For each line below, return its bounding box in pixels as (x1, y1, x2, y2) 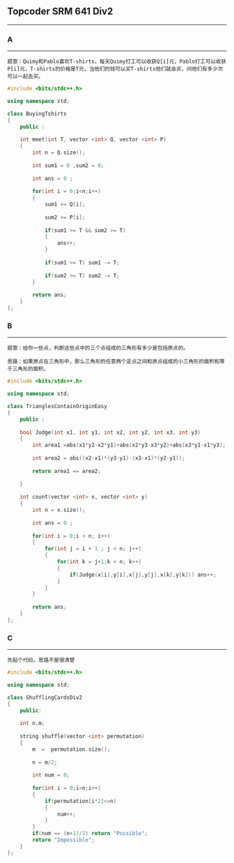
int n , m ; (19, 720, 45, 727)
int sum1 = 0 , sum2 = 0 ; (32, 162, 104, 169)
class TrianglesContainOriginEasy (7, 403, 108, 410)
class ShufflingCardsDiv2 (7, 694, 82, 701)
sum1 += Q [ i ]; (44, 201, 86, 208)
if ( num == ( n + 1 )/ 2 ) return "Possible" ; (32, 830, 148, 837)
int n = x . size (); (32, 506, 86, 514)
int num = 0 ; (32, 772, 70, 779)
